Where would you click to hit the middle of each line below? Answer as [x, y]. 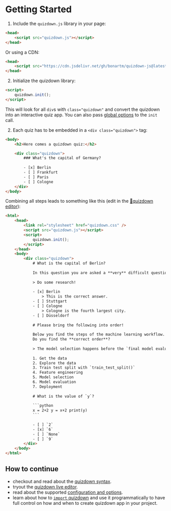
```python [43, 406]
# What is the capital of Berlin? [69, 263]
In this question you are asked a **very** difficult [91, 273]
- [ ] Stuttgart [50, 301]
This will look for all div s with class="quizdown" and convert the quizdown [83, 109]
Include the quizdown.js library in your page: [59, 23]
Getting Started [39, 9]
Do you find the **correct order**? [71, 339]
